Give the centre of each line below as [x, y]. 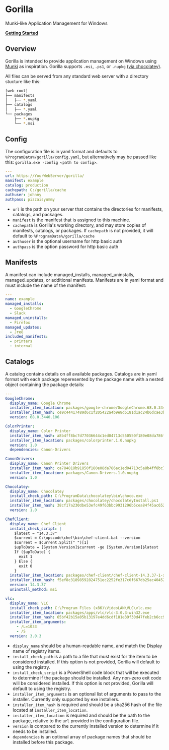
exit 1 [25, 556]
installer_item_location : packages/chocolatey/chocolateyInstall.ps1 [84, 501]
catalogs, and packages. [38, 214]
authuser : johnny [23, 195]
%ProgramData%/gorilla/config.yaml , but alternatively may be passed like [81, 157]
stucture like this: [23, 81]
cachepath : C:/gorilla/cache [36, 190]
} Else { [23, 561]
